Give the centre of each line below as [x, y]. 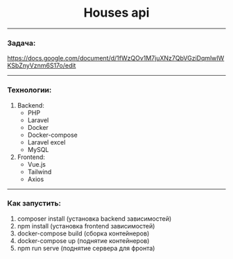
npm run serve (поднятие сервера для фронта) [86, 248]
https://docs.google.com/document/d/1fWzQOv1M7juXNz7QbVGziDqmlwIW [116, 58]
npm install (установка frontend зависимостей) [86, 226]
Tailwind [40, 172]
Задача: [21, 43]
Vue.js [37, 164]
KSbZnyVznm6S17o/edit [42, 66]
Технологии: [29, 90]
